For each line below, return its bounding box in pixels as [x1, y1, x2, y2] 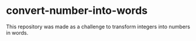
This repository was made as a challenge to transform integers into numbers [6, 23, 190, 30]
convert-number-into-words [6, 4, 148, 17]
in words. [6, 29, 29, 36]
